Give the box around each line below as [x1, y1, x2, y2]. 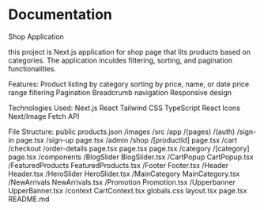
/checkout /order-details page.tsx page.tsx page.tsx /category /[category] [8, 143, 251, 153]
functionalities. [8, 63, 57, 73]
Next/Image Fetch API [8, 111, 80, 120]
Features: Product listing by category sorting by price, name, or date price [8, 79, 250, 89]
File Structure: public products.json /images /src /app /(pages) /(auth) [8, 127, 236, 136]
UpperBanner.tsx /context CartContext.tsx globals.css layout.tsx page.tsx [8, 185, 247, 195]
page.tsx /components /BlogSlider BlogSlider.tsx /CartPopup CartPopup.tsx [8, 152, 255, 162]
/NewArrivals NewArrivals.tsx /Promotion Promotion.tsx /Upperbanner [8, 177, 236, 187]
